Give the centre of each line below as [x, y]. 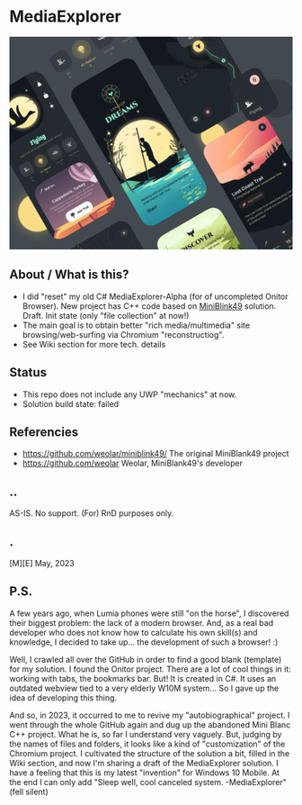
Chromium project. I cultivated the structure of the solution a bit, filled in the [150, 753]
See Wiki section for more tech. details [94, 344]
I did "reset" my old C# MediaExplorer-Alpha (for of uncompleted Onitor [155, 296]
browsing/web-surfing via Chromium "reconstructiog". [123, 334]
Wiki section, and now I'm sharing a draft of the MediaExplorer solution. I [144, 763]
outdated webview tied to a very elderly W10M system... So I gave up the [144, 688]
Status [28, 372]
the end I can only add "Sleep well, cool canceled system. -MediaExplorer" [148, 782]
